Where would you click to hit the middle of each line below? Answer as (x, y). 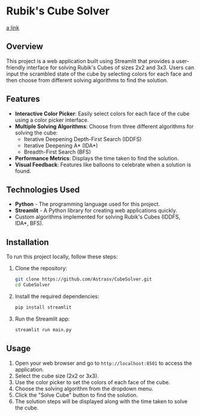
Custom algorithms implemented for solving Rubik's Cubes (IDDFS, (98, 217)
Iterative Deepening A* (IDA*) (61, 145)
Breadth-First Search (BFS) (57, 152)
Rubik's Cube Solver (58, 11)
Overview (25, 47)
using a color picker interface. (52, 120)
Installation (28, 242)
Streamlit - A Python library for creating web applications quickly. (96, 211)
